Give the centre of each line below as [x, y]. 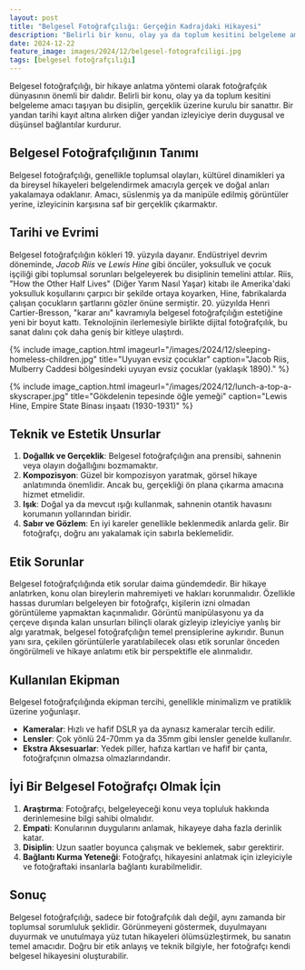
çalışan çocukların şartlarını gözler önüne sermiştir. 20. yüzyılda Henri [140, 303]
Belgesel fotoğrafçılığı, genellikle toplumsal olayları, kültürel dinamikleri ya [148, 175]
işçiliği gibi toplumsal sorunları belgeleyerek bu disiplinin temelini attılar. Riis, [152, 274]
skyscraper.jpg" [39, 395]
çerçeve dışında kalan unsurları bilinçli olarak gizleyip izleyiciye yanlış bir [145, 623]
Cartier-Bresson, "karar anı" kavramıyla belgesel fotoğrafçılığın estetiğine [146, 312]
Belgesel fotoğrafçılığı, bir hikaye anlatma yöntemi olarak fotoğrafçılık [138, 86]
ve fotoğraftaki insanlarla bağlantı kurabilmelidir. [112, 866]
